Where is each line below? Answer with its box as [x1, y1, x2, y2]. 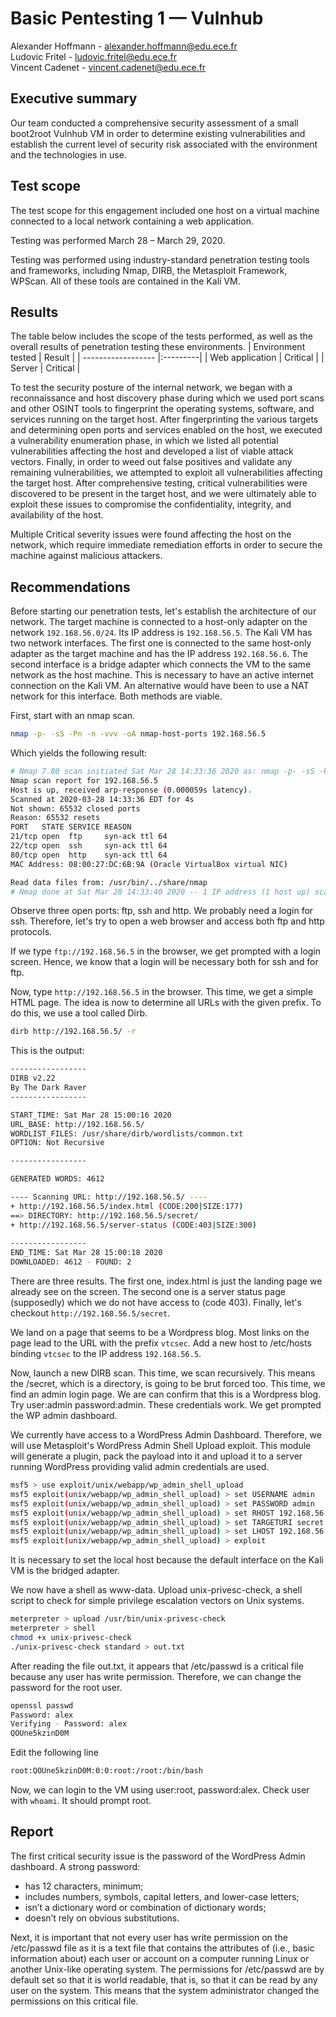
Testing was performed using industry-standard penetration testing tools [10, 253, 310, 266]
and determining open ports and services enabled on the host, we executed [10, 424, 323, 436]
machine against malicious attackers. [10, 550, 163, 562]
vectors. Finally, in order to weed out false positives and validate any [10, 456, 293, 468]
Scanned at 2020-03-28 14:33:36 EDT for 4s [10, 794, 195, 804]
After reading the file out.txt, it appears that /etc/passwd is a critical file [10, 1660, 304, 1672]
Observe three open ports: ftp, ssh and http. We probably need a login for [10, 905, 314, 917]
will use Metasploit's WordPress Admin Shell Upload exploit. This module [10, 1440, 312, 1452]
